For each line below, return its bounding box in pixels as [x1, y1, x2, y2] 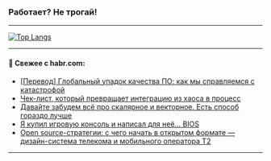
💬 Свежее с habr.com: [8, 58, 85, 68]
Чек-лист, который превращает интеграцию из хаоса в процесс [19, 93, 241, 103]
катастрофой [19, 85, 65, 94]
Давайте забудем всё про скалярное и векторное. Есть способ [19, 101, 240, 111]
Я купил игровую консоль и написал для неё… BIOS [19, 119, 200, 129]
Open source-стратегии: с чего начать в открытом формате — [19, 127, 236, 137]
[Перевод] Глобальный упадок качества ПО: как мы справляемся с [19, 76, 256, 86]
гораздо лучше [19, 110, 73, 120]
